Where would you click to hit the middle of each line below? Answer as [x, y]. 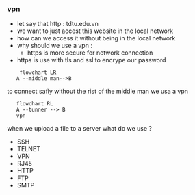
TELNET [29, 149]
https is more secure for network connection [90, 53]
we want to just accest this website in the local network [95, 31]
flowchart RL [35, 104]
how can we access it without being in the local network [96, 38]
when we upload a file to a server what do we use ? [80, 129]
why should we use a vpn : [54, 46]
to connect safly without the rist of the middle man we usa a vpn [98, 91]
